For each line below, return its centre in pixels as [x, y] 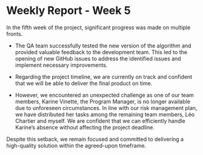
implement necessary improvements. [61, 65]
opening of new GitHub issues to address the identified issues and [98, 58]
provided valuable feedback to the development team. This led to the [101, 52]
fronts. [15, 33]
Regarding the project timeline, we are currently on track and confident [104, 77]
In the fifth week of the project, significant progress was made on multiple [98, 27]
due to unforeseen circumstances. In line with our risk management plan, [106, 108]
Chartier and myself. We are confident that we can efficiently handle [100, 121]
